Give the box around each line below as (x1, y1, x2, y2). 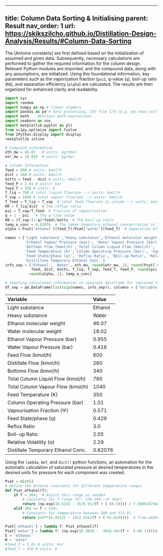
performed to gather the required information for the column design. (5, 60, 142, 66)
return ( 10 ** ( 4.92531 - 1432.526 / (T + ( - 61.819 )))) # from (22, 515, 147, 520)
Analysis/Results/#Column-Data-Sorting (5, 37, 132, 45)
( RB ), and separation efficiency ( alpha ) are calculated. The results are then (5, 81, 153, 87)
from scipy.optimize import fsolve (5, 127, 77, 132)
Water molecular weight (7, 327, 62, 334)
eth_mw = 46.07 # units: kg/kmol (5, 150, 77, 155)
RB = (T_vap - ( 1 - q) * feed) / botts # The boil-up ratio (5, 217, 114, 222)
